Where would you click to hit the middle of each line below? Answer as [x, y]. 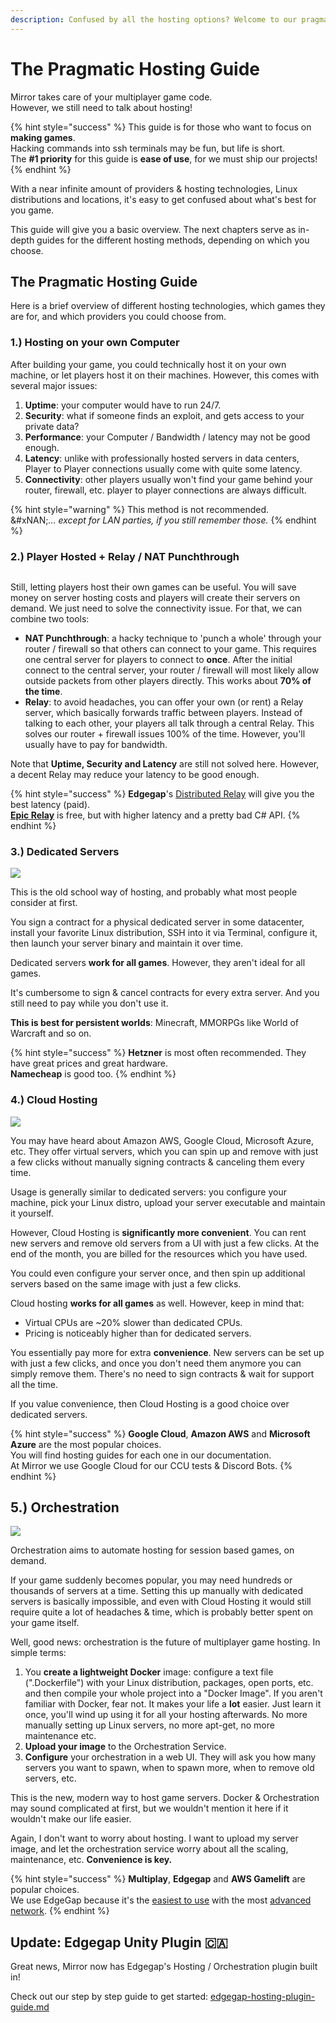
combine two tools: [50, 618]
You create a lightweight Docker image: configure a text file [149, 1672]
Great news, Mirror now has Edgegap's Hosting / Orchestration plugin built [164, 1967]
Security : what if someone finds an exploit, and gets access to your [164, 415]
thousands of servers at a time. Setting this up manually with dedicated [156, 1591]
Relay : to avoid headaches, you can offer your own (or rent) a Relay [164, 702]
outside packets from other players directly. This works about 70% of [168, 680]
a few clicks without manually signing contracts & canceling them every [157, 1162]
